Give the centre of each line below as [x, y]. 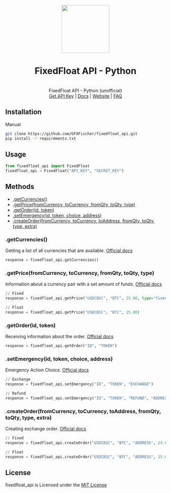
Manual [13, 124]
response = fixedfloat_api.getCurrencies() [52, 260]
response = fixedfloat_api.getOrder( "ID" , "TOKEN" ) [61, 346]
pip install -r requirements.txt [41, 138]
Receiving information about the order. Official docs [59, 337]
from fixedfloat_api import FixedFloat [48, 166]
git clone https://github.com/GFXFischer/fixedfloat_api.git [72, 134]
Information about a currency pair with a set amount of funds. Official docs [83, 284]
